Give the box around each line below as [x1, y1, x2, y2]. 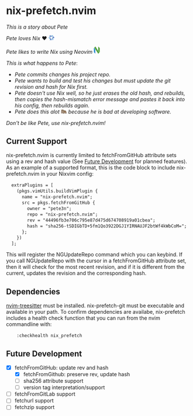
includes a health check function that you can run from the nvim [6, 314, 161, 322]
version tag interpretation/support [23, 384, 105, 391]
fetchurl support [14, 397, 54, 404]
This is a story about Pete [6, 23, 68, 30]
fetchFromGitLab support [14, 390, 75, 398]
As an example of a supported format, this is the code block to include [6, 164, 175, 171]
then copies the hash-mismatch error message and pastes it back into [14, 95, 185, 103]
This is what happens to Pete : [6, 60, 78, 67]
